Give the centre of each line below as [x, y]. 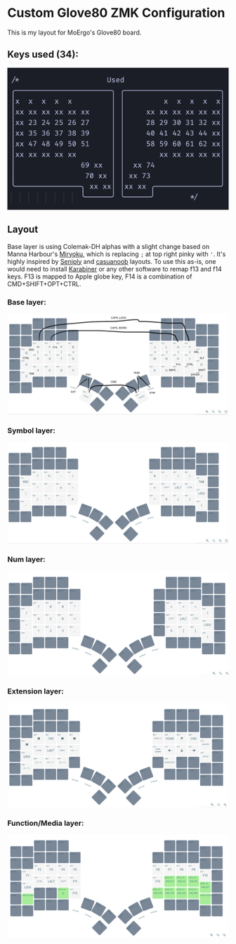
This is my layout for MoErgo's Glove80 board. [74, 32]
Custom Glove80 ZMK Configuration [116, 13]
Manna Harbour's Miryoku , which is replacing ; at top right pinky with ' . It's [117, 254]
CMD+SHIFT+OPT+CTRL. [45, 283]
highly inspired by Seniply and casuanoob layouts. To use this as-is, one [112, 261]
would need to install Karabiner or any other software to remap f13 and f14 [115, 269]
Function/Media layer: [46, 823]
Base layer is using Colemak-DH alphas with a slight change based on [109, 246]
